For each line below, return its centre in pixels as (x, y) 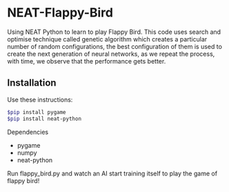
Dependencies (28, 132)
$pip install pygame (37, 112)
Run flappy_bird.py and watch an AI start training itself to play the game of (112, 173)
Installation (32, 83)
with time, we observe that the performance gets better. (87, 61)
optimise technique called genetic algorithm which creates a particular (107, 39)
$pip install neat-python (44, 119)
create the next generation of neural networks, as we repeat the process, (111, 54)
